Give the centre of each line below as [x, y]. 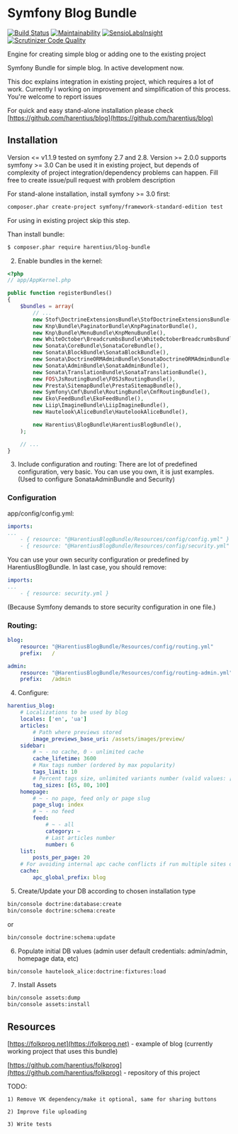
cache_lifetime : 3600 [65, 759]
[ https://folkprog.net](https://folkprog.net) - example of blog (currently [110, 1044]
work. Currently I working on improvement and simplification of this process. [119, 89]
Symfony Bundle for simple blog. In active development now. [96, 67]
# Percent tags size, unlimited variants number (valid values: [130, 778]
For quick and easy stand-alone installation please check [90, 110]
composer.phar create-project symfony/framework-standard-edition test [115, 207]
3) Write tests [30, 1124]
